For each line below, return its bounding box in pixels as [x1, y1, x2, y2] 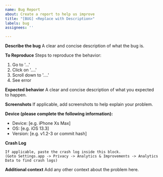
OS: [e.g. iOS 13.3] [12, 125, 49, 132]
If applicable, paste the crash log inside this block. [5, 150, 121, 155]
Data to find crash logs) [5, 158, 58, 163]
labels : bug [5, 20, 29, 26]
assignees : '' [5, 25, 34, 30]
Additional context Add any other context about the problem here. [5, 167, 139, 173]
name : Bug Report [5, 7, 41, 12]
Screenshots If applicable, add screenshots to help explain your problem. [5, 101, 153, 107]
